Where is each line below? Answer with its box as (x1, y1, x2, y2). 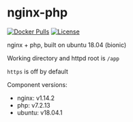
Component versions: (7, 80, 68, 88)
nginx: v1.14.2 (16, 94, 55, 102)
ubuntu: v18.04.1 (16, 108, 63, 117)
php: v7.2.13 (16, 101, 50, 109)
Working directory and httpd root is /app (7, 53, 119, 62)
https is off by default (7, 67, 68, 75)
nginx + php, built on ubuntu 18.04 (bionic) (7, 40, 127, 49)
